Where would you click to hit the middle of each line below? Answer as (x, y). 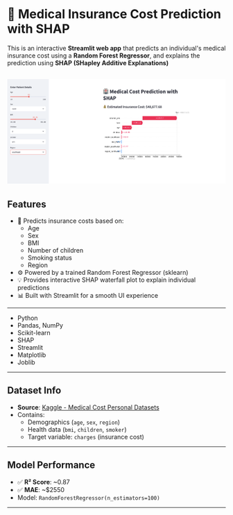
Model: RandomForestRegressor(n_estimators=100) (89, 497)
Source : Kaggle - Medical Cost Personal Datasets (88, 407)
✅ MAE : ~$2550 (41, 489)
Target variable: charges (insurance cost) (86, 437)
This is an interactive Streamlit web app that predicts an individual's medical (116, 48)
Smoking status (50, 258)
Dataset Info (34, 390)
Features (27, 204)
